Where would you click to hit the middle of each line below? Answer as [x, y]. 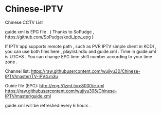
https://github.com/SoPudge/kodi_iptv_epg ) [49, 37]
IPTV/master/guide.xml [28, 96]
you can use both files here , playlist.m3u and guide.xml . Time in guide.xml [80, 51]
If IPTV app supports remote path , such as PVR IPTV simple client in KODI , [81, 46]
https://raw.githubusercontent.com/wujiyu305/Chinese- [61, 91]
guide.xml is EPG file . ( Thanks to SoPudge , [50, 32]
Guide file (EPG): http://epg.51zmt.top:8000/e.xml [55, 85]
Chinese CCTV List [24, 22]
